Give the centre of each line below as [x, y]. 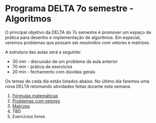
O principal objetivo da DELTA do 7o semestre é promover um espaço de [78, 32]
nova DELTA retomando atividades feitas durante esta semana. [68, 86]
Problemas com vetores [36, 101]
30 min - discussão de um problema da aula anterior [65, 61]
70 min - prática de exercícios [42, 67]
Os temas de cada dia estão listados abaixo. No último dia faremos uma [77, 81]
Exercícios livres [29, 116]
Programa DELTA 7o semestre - [69, 9]
